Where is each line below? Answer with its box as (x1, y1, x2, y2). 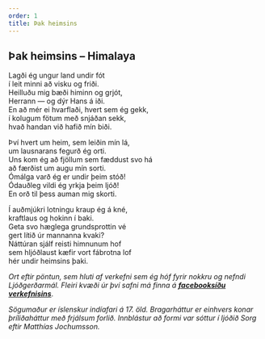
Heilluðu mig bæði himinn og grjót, (8, 88, 123, 98)
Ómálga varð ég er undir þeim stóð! (8, 172, 126, 182)
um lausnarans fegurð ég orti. (8, 146, 107, 156)
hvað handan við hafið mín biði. (8, 122, 112, 132)
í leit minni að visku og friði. (8, 79, 99, 89)
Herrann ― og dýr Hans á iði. (8, 96, 105, 106)
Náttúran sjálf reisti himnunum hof (8, 239, 122, 249)
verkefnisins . (8, 289, 54, 299)
